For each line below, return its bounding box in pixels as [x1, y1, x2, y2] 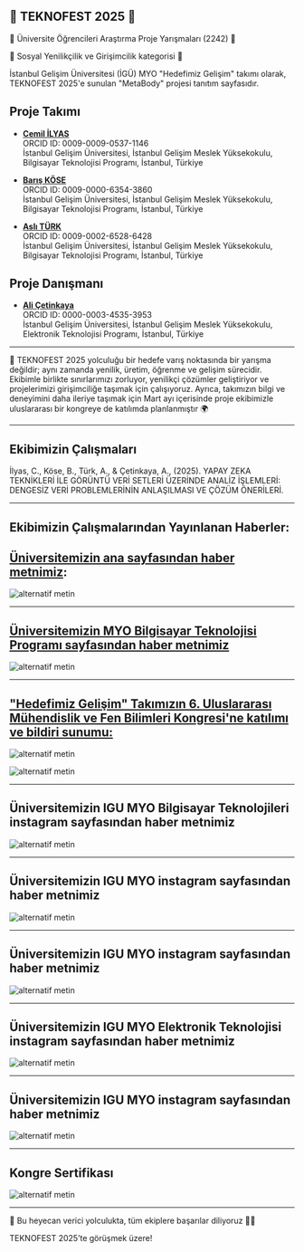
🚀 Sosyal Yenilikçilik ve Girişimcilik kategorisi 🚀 [9, 51, 184, 62]
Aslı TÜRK [22, 221, 62, 232]
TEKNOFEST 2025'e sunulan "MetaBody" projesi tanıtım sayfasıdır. [9, 78, 260, 89]
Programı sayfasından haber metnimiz [9, 637, 230, 653]
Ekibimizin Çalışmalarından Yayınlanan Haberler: [9, 520, 290, 535]
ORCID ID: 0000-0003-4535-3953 [22, 310, 152, 320]
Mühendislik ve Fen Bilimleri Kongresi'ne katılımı [9, 710, 290, 725]
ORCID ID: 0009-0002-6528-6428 [22, 230, 153, 241]
